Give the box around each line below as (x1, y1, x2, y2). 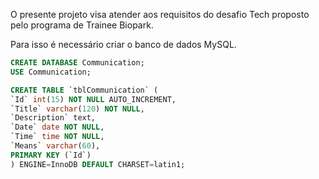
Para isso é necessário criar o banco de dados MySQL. (10, 39, 237, 50)
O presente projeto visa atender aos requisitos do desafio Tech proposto (10, 9, 310, 20)
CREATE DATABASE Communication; (10, 58, 145, 68)
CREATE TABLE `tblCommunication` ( (10, 85, 159, 95)
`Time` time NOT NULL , (10, 132, 105, 142)
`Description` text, (10, 113, 97, 123)
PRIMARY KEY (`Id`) (10, 150, 92, 160)
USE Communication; (10, 67, 92, 77)
